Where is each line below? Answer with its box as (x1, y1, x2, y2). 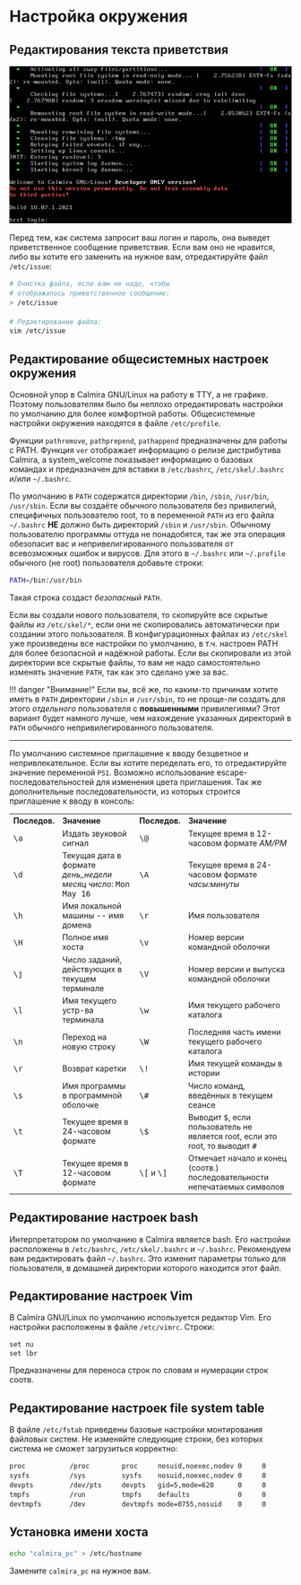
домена (62, 919, 92, 930)
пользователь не (187, 1121, 253, 1132)
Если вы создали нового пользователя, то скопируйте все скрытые (9, 609, 269, 620)
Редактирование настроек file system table (9, 1400, 265, 1415)
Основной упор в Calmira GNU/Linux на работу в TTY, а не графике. (9, 389, 269, 400)
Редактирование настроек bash (9, 1210, 199, 1225)
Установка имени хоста (9, 1524, 150, 1539)
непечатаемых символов (187, 1181, 285, 1192)
